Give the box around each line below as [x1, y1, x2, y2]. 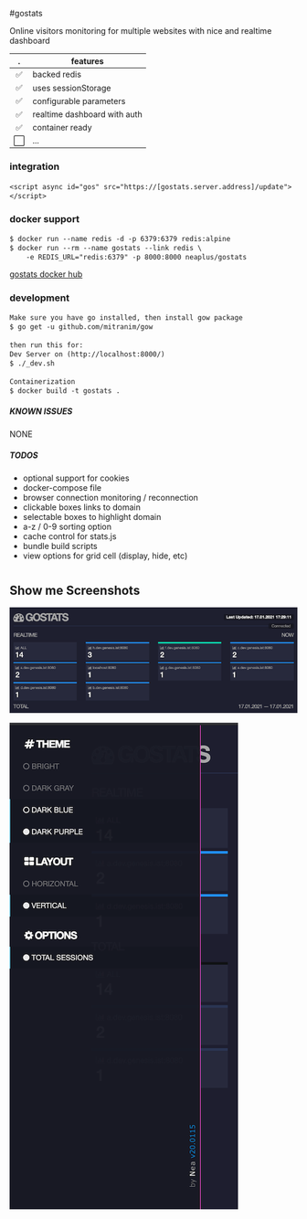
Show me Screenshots [9, 582, 141, 598]
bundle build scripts [22, 541, 98, 552]
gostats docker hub [9, 269, 83, 280]
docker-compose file [22, 482, 102, 493]
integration [9, 160, 60, 173]
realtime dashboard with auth [32, 109, 143, 120]
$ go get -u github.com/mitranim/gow [9, 323, 153, 332]
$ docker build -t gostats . [9, 387, 121, 396]
